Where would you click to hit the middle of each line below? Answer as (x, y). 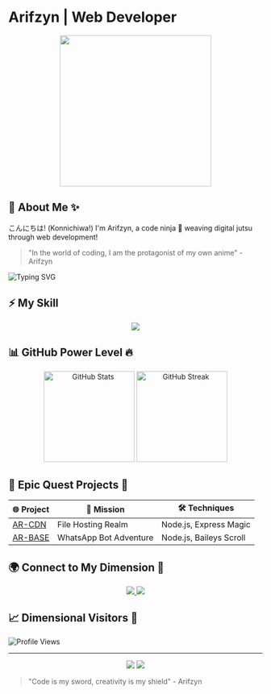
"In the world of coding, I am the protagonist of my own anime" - (135, 252)
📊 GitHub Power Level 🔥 (71, 352)
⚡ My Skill (33, 303)
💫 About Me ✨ (44, 208)
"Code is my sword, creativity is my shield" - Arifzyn (115, 681)
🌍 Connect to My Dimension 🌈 (86, 567)
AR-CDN (29, 525)
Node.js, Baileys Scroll (203, 538)
